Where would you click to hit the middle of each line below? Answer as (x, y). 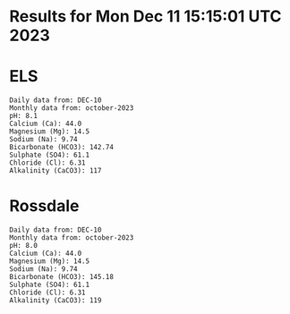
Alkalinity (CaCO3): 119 (55, 301)
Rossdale (44, 206)
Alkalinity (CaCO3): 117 (55, 171)
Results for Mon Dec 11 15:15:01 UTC (145, 17)
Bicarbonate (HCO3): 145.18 (62, 277)
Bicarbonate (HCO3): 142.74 (62, 148)
